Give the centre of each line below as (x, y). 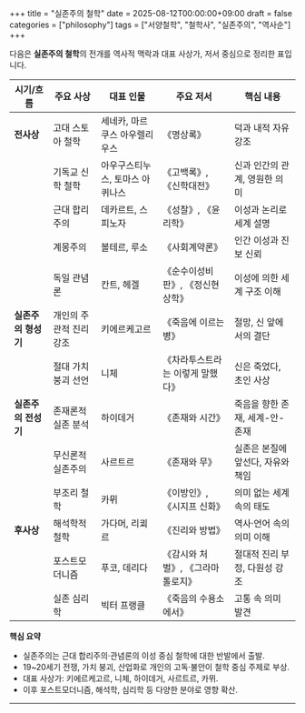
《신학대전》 (188, 186)
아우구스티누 (126, 165)
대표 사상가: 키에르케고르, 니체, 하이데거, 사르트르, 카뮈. (120, 678)
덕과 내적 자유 (262, 128)
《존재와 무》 (190, 462)
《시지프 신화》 (193, 506)
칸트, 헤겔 (120, 285)
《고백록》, (185, 172)
